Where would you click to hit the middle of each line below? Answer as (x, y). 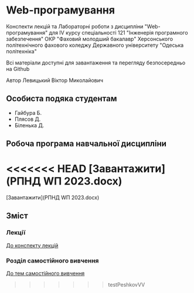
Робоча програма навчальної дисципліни (86, 144)
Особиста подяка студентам (62, 99)
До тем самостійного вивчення (45, 274)
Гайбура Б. (28, 113)
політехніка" (21, 51)
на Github (18, 69)
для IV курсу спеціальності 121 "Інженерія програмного (119, 32)
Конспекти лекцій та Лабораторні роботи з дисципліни (75, 26)
